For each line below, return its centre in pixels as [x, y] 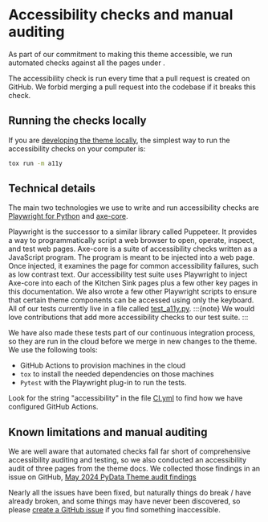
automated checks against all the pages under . [87, 63]
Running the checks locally [77, 121]
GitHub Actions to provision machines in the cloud [103, 366]
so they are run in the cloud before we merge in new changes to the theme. [133, 341]
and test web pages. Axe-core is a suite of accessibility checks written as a [133, 249]
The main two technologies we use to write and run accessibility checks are [134, 208]
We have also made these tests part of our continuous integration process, [132, 333]
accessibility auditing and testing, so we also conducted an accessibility [128, 460]
